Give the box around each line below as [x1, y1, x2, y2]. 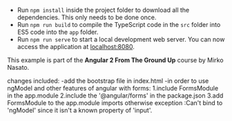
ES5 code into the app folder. [17, 28, 99, 36]
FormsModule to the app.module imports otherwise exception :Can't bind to [7, 99, 223, 106]
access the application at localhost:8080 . [17, 43, 135, 50]
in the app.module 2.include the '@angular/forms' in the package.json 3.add [7, 91, 224, 100]
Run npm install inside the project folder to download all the [17, 6, 190, 14]
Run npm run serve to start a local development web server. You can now [17, 35, 225, 44]
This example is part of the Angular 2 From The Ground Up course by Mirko [7, 56, 224, 64]
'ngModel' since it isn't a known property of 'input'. [7, 106, 153, 114]
